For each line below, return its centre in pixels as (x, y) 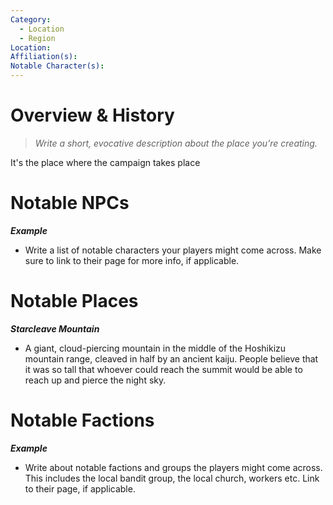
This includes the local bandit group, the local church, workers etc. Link (172, 478)
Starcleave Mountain (55, 328)
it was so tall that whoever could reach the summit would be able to (163, 369)
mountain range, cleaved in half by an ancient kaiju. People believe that (171, 358)
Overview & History (92, 115)
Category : (31, 19)
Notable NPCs (70, 203)
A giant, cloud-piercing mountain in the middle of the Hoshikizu (155, 348)
